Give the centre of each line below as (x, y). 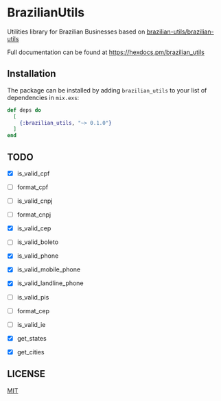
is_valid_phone (38, 256)
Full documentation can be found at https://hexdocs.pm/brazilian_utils (106, 52)
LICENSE (26, 374)
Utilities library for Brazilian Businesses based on (76, 32)
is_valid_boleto (38, 242)
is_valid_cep (34, 228)
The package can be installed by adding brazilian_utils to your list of (107, 90)
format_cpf (33, 187)
